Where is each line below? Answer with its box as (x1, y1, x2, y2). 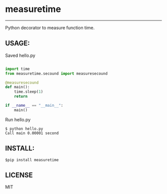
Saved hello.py (5, 52, 36, 58)
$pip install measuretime (5, 157, 59, 163)
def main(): (5, 85, 30, 90)
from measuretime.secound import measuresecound (5, 71, 108, 76)
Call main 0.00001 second (5, 131, 59, 136)
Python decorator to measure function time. (5, 24, 95, 30)
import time (5, 66, 30, 71)
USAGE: (5, 39, 30, 48)
